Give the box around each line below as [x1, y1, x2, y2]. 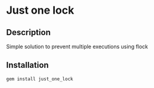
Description [6, 27, 51, 37]
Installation [6, 60, 49, 70]
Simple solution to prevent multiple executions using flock [6, 43, 148, 50]
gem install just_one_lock [6, 76, 73, 82]
